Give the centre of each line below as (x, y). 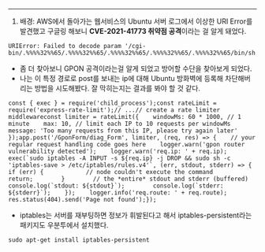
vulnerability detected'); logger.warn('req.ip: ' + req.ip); (118, 151)
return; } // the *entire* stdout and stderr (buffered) (128, 179)
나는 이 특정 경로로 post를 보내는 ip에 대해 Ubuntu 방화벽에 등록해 (121, 78)
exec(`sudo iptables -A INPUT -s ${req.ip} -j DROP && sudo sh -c (119, 158)
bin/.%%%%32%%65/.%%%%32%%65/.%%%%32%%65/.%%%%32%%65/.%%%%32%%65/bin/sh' (134, 53)
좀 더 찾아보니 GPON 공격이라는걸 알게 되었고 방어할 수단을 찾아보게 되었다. (136, 69)
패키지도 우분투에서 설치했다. (64, 225)
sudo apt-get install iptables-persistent (79, 240)
